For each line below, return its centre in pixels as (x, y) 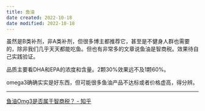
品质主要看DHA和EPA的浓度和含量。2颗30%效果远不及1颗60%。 (88, 70)
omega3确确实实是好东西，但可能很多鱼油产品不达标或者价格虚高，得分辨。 (102, 82)
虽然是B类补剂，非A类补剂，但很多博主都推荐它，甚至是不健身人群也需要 (98, 41)
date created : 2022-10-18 (39, 18)
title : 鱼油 (20, 12)
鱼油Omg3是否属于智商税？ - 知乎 (49, 101)
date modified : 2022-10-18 (41, 23)
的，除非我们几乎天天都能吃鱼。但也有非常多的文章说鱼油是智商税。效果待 (100, 49)
